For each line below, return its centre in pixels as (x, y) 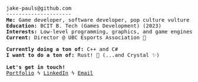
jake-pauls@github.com (39, 8)
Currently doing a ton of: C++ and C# (62, 49)
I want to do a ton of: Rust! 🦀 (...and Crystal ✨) (83, 55)
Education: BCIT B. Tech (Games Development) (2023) (84, 26)
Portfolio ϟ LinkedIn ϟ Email (50, 73)
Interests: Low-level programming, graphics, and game (87, 32)
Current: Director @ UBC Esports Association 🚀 (76, 37)
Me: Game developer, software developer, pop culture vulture (98, 20)
